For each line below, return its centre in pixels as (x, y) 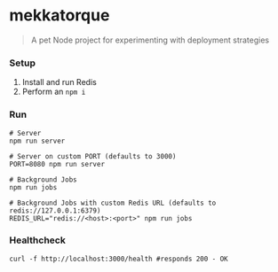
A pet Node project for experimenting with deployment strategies (150, 40)
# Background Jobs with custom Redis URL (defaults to (113, 203)
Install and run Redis (60, 82)
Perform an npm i (54, 92)
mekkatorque (60, 16)
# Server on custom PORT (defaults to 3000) (93, 156)
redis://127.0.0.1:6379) (55, 210)
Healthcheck (38, 240)
